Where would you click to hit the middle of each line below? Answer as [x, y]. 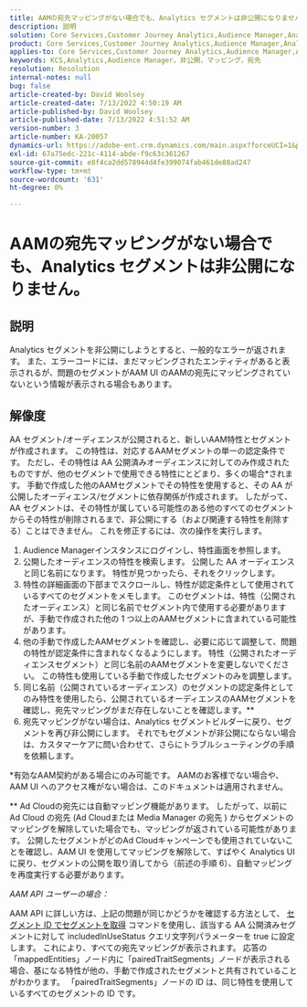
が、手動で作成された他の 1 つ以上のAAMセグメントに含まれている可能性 [159, 619]
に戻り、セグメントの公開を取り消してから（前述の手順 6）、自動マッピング [151, 863]
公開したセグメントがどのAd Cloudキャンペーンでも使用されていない [156, 840]
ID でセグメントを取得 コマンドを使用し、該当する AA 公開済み [162, 925]
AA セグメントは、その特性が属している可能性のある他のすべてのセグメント [152, 507]
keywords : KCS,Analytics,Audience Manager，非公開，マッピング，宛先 [136, 60]
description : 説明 [43, 26]
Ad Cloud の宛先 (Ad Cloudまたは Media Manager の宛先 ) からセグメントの [152, 817]
